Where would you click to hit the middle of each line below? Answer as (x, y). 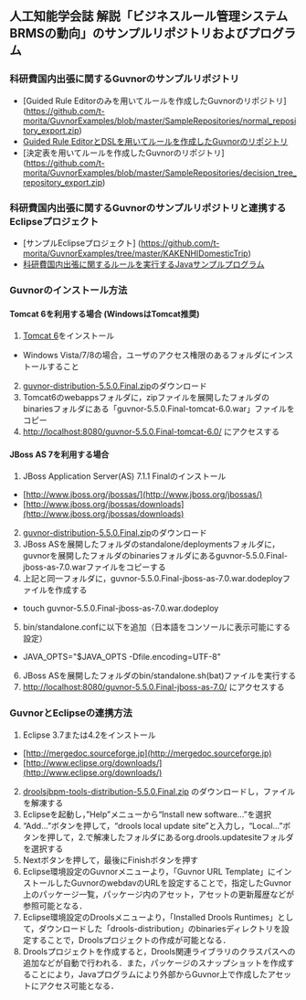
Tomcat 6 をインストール (69, 335)
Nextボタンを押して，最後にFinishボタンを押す (111, 860)
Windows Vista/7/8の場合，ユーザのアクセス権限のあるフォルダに (146, 356)
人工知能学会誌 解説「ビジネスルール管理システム (149, 16)
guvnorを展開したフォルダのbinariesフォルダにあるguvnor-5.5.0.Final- (155, 556)
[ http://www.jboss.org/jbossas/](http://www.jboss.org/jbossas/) (142, 495)
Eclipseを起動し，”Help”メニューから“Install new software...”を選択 (147, 814)
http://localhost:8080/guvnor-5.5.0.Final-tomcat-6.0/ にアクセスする (151, 431)
